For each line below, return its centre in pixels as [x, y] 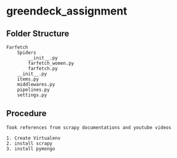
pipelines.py [34, 90]
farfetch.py [43, 68]
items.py [28, 79]
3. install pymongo [31, 149]
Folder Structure [38, 34]
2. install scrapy [29, 143]
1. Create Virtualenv [34, 138]
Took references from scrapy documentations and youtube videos [89, 127]
